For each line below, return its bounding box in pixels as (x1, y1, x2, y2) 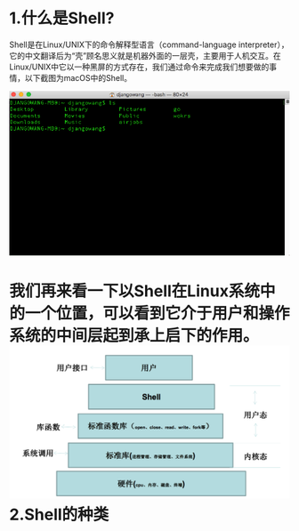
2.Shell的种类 (9, 504, 109, 525)
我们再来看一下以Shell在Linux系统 (9, 281, 261, 302)
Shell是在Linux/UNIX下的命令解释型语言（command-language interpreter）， (9, 39, 289, 50)
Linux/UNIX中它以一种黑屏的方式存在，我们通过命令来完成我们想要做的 (9, 61, 270, 72)
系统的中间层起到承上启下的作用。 (9, 326, 260, 346)
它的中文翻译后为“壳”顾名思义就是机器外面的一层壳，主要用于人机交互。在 (9, 50, 282, 60)
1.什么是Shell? (9, 8, 115, 28)
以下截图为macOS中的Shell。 (24, 72, 133, 83)
